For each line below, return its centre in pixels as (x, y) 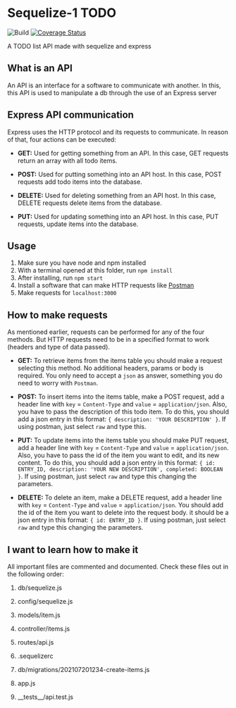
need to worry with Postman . (58, 383)
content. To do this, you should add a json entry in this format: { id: (116, 463)
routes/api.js (36, 642)
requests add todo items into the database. (80, 182)
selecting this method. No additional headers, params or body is (111, 368)
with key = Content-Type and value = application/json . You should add (120, 505)
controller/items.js (44, 629)
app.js (26, 683)
